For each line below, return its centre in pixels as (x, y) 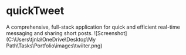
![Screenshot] (110, 33)
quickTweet (35, 11)
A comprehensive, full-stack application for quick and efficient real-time (93, 27)
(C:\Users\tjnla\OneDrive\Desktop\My (51, 39)
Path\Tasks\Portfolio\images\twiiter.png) (54, 46)
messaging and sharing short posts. (49, 33)
